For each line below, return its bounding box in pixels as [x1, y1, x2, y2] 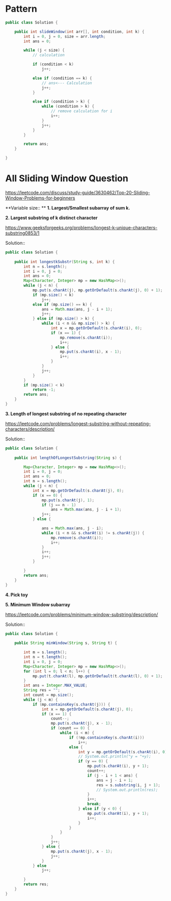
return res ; [23, 882, 49, 887]
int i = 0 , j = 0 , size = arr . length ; [23, 34, 106, 39]
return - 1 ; [32, 387, 56, 393]
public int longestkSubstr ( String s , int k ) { [14, 259, 115, 264]
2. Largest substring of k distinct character [5, 215, 98, 221]
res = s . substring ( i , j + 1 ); [96, 782, 160, 788]
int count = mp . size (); [23, 692, 74, 698]
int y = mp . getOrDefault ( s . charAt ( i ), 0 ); [78, 749, 169, 755]
